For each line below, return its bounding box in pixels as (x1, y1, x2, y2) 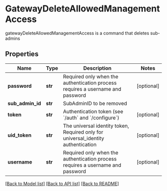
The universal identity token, (63, 122, 129, 129)
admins (5, 35, 20, 41)
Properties (5, 50, 39, 58)
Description (83, 64, 112, 71)
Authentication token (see (63, 108, 123, 115)
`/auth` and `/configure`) (63, 114, 119, 121)
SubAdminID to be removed (63, 100, 128, 107)
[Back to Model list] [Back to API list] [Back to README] (5, 181, 119, 187)
